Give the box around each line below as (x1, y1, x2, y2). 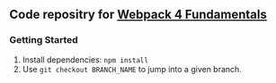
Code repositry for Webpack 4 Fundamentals (9, 7, 267, 22)
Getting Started (9, 34, 78, 46)
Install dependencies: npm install (22, 54, 148, 65)
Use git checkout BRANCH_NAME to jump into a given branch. (22, 63, 243, 74)
